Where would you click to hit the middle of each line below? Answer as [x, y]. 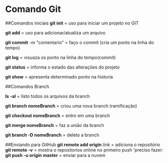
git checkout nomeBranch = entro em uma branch [58, 115]
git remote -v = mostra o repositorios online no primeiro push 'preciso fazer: [84, 150]
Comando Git [33, 9]
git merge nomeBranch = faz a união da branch [55, 125]
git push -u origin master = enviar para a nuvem [55, 155]
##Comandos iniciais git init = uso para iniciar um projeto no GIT [72, 23]
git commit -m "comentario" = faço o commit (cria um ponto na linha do [80, 42]
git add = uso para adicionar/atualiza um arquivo [55, 32]
